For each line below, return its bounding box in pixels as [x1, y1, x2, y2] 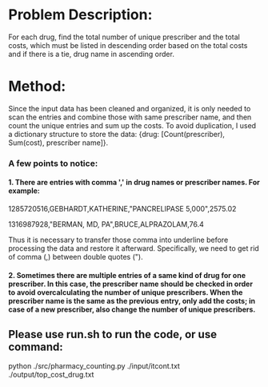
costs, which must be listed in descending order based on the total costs [8, 40, 248, 50]
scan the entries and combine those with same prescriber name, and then [8, 112, 252, 122]
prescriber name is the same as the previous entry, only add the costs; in [8, 296, 256, 305]
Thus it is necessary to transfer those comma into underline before [8, 235, 229, 244]
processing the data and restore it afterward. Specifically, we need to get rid [8, 244, 260, 253]
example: [8, 186, 40, 196]
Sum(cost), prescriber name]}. [8, 138, 109, 147]
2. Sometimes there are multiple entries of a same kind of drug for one [8, 270, 246, 280]
